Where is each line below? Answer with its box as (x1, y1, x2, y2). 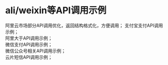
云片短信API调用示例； (5, 54, 53, 60)
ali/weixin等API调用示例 (5, 5, 107, 16)
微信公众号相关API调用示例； (5, 48, 66, 54)
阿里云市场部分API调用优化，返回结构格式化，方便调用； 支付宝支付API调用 (5, 22, 163, 28)
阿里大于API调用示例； (5, 35, 53, 41)
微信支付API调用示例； (5, 41, 53, 47)
